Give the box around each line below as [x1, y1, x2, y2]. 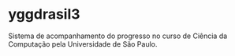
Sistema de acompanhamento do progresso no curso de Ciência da [8, 31, 228, 40]
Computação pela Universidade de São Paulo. [8, 39, 158, 48]
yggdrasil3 [8, 5, 80, 23]
